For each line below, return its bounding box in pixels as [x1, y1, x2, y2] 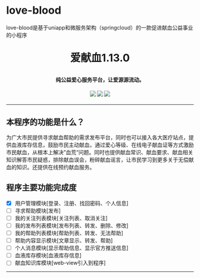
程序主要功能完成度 [6, 183, 77, 193]
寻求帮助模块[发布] [14, 207, 61, 214]
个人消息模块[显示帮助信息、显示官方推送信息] [14, 245, 129, 252]
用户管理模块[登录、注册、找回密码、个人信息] [14, 199, 129, 207]
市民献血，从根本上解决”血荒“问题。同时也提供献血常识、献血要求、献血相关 [6, 148, 193, 155]
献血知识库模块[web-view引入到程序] [14, 260, 106, 267]
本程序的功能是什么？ [6, 117, 85, 127]
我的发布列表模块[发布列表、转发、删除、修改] [14, 221, 129, 229]
